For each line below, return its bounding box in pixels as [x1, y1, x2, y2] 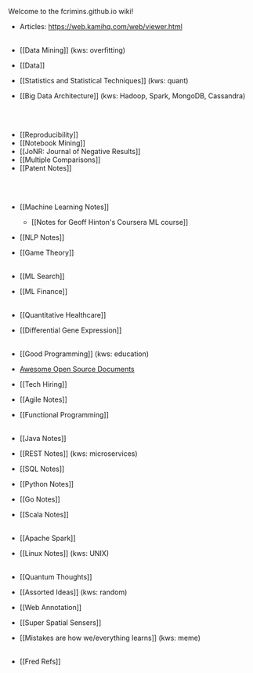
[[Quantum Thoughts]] [19, 572, 92, 581]
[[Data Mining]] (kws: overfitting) [19, 46, 126, 54]
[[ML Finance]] [19, 287, 68, 296]
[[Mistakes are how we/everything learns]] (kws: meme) [19, 633, 201, 642]
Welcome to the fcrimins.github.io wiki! [8, 7, 134, 16]
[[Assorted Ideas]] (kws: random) [19, 587, 128, 597]
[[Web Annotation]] [19, 603, 82, 612]
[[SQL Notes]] [19, 464, 65, 473]
